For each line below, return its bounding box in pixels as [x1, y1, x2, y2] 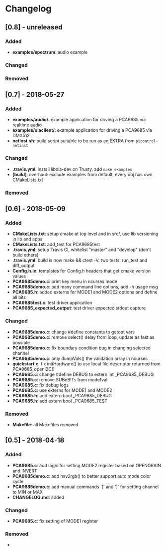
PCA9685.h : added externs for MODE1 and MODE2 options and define [12, 289, 158, 295]
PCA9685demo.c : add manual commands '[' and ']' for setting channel [12, 484, 159, 490]
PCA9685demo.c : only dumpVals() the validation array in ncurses [12, 355, 148, 361]
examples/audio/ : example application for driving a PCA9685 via [12, 117, 146, 123]
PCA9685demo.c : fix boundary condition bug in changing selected [12, 345, 151, 351]
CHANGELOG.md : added [12, 494, 65, 500]
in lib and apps [12, 236, 43, 242]
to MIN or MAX [12, 489, 43, 495]
